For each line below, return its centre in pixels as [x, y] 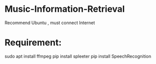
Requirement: [33, 43]
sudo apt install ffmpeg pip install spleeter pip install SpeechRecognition [78, 56]
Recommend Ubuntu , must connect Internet [50, 23]
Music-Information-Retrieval [65, 9]
